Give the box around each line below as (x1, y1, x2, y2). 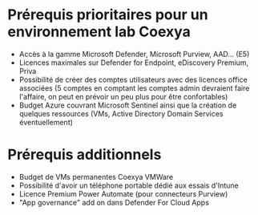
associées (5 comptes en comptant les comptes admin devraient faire (18, 83, 250, 93)
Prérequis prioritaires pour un (7, 6, 209, 24)
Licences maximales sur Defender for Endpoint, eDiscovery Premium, (18, 58, 249, 67)
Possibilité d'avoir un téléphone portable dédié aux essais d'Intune (18, 181, 239, 190)
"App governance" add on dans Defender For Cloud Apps (18, 197, 210, 207)
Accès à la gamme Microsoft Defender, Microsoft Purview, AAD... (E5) (18, 49, 250, 59)
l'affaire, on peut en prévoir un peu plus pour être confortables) (18, 91, 228, 101)
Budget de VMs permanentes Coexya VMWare (18, 172, 174, 181)
